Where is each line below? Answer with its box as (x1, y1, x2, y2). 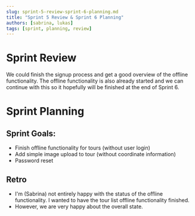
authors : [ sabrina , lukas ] (6, 20, 73, 26)
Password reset (14, 157, 54, 165)
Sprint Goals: (6, 128, 56, 138)
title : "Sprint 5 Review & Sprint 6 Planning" (6, 14, 124, 20)
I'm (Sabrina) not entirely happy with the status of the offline (14, 190, 163, 197)
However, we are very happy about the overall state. (14, 203, 143, 210)
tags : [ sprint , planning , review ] (6, 25, 92, 32)
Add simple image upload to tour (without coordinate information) (14, 151, 176, 158)
